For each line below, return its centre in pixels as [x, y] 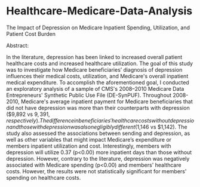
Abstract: [17, 45]
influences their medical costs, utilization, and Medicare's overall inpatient [97, 76]
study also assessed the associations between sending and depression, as [98, 133]
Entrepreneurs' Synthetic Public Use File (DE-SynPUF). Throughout [89, 95]
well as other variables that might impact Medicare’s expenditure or [89, 139]
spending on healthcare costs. [44, 177]
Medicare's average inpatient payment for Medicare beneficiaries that [107, 101]
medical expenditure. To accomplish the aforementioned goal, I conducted [98, 82]
